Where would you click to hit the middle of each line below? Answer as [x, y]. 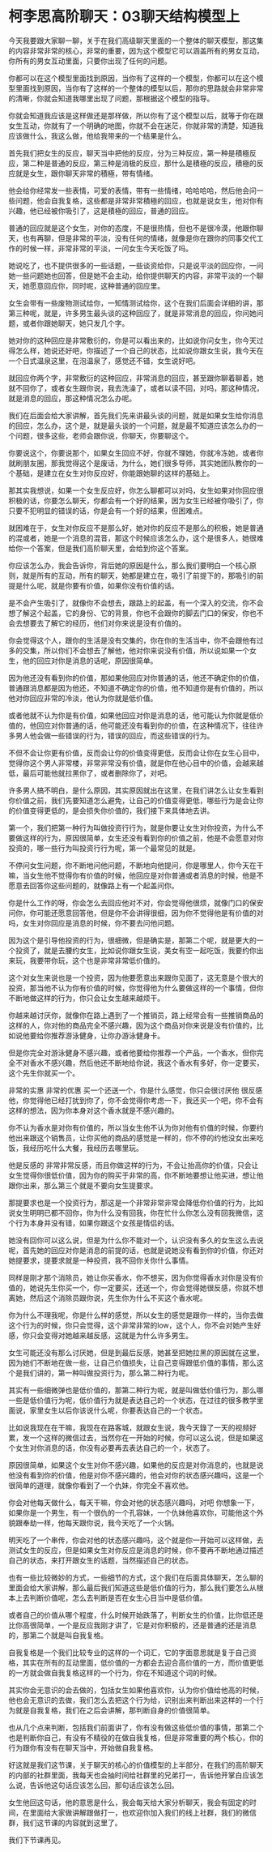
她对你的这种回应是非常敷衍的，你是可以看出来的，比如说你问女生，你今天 [132, 340]
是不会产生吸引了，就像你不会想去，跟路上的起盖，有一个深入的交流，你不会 [136, 603]
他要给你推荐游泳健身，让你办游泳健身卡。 [93, 1035]
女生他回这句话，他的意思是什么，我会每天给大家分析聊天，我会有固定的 [129, 1802]
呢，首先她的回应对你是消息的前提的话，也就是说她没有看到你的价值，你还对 [136, 1250]
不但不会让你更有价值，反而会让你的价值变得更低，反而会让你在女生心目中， [136, 753]
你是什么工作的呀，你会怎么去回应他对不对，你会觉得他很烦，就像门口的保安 [136, 902]
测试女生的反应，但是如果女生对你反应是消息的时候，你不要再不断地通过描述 [136, 1550]
